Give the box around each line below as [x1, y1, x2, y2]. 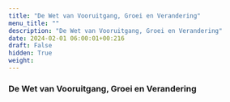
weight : [8, 57, 35, 65]
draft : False [8, 42, 53, 50]
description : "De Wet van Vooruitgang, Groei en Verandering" [8, 27, 223, 35]
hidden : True [8, 49, 53, 57]
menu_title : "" [8, 19, 60, 27]
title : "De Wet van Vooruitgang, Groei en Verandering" [8, 11, 201, 20]
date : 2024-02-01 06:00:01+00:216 [8, 34, 126, 43]
